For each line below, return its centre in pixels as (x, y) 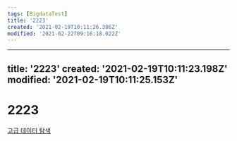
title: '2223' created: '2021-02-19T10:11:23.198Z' (117, 69)
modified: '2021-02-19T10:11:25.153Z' (93, 79)
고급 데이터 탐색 (29, 130)
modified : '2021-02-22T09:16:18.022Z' (64, 33)
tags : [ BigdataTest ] (38, 14)
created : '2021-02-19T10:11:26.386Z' (63, 27)
